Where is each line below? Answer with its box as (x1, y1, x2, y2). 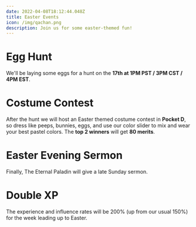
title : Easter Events (6, 14, 59, 20)
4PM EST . (6, 76, 31, 83)
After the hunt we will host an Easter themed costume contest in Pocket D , (6, 116, 186, 123)
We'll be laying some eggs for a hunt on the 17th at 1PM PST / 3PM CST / (6, 70, 183, 77)
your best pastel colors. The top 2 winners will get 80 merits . (6, 128, 156, 135)
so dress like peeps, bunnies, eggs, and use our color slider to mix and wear (6, 122, 191, 129)
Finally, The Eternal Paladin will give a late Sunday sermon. (6, 168, 148, 175)
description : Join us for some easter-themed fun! (6, 25, 133, 31)
